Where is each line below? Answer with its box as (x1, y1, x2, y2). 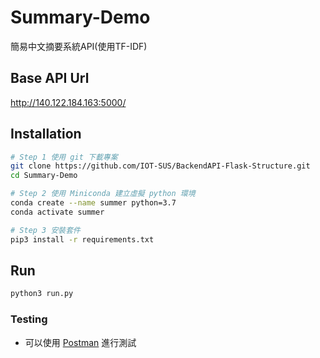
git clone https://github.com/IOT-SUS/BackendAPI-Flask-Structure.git (10, 161, 311, 171)
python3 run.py (10, 289, 74, 299)
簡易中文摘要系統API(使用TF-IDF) (10, 40, 148, 52)
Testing (10, 312, 48, 326)
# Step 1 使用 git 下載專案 (10, 152, 118, 162)
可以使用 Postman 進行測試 (24, 336, 137, 348)
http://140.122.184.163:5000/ (10, 96, 127, 108)
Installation (10, 126, 82, 143)
